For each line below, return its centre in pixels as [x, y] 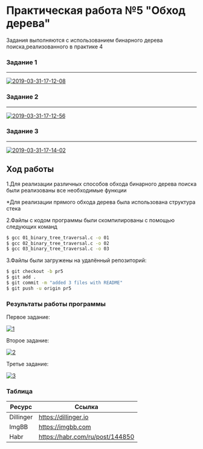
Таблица [20, 391]
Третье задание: [27, 364]
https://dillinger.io [63, 417]
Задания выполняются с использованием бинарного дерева [85, 40]
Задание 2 [22, 97]
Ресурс [21, 407]
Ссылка [86, 407]
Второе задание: [28, 341]
